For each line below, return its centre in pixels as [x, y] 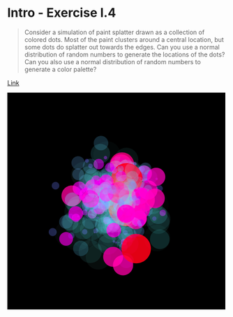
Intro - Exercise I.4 [62, 13]
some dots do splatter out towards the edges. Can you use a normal [122, 47]
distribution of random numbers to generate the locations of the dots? [125, 54]
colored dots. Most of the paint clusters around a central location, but [124, 39]
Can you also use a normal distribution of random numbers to [112, 61]
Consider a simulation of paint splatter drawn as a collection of [114, 32]
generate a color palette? [60, 69]
